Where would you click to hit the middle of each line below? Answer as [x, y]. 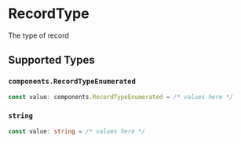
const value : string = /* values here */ [77, 131]
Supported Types [52, 60]
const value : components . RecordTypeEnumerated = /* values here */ [121, 97]
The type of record [38, 35]
